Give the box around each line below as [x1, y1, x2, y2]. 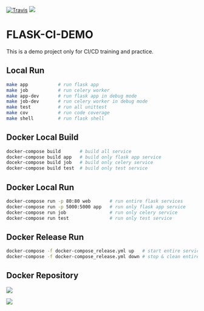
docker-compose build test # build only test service [6, 165, 148, 171]
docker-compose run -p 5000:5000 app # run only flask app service [6, 203, 186, 210]
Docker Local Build [6, 132, 79, 143]
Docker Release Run [6, 231, 84, 242]
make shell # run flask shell [6, 115, 104, 121]
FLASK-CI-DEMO [6, 28, 93, 42]
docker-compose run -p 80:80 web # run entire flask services [6, 198, 183, 204]
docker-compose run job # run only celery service [6, 210, 178, 216]
